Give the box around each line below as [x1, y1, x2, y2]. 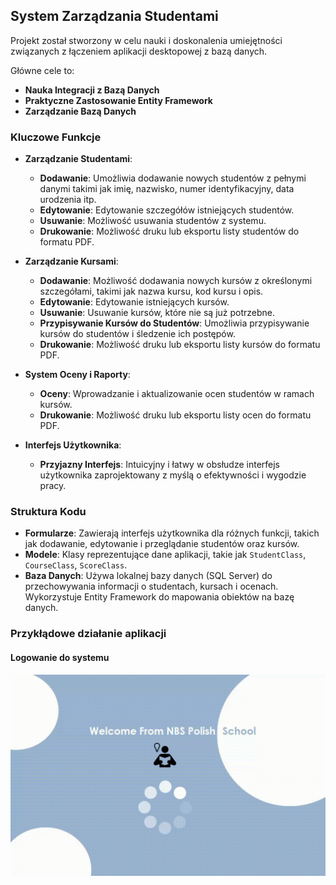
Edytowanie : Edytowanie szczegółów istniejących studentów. [39, 204, 295, 216]
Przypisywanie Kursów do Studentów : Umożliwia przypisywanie [39, 317, 310, 329]
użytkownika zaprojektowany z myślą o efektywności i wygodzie [39, 469, 307, 481]
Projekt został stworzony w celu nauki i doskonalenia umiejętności [10, 34, 283, 46]
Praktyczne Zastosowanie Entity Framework [24, 94, 213, 106]
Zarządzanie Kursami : [24, 255, 119, 268]
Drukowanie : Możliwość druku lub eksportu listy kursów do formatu [39, 339, 321, 351]
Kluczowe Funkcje [10, 130, 102, 144]
